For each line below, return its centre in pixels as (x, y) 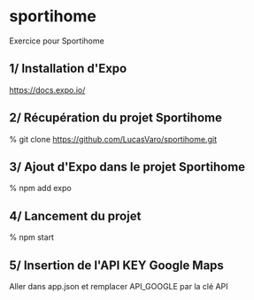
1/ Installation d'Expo (68, 69)
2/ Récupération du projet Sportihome (116, 118)
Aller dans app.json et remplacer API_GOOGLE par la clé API (119, 286)
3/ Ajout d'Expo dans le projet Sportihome (127, 167)
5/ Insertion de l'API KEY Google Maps (116, 265)
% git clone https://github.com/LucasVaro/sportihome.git (113, 139)
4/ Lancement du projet (75, 215)
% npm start (32, 237)
